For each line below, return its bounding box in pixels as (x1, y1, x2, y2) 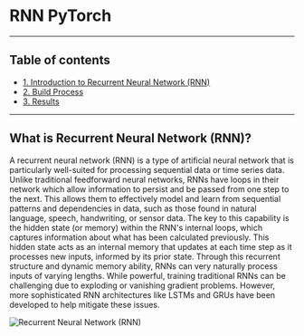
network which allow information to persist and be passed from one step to (9, 183, 290, 195)
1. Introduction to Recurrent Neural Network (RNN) (22, 76, 211, 87)
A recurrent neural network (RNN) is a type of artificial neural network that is (9, 155, 294, 166)
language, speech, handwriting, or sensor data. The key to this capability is (9, 212, 290, 223)
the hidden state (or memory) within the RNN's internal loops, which (9, 222, 263, 233)
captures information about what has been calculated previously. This (9, 232, 270, 243)
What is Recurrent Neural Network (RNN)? (9, 130, 252, 146)
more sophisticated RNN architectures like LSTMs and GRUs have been (9, 289, 276, 300)
